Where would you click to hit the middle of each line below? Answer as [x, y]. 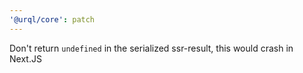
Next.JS [25, 58]
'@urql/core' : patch [52, 19]
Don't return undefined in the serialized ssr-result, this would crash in [151, 48]
